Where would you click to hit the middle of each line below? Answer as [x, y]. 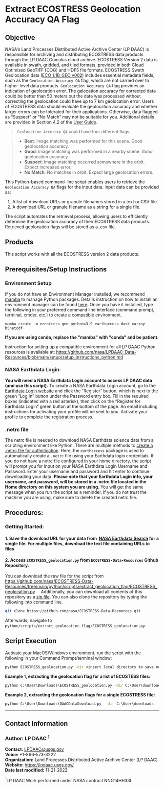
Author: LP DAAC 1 [27, 738]
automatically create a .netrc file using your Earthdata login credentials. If [79, 456]
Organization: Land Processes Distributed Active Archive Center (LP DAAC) [81, 760]
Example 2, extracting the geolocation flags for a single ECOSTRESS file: [80, 694]
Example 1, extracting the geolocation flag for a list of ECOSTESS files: [78, 676]
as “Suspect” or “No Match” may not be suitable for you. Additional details [80, 117]
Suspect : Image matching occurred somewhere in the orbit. [84, 162]
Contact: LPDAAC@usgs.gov [35, 749]
